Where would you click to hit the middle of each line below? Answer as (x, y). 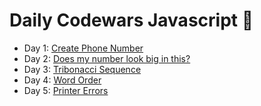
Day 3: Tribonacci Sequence (82, 69)
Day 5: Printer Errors (66, 90)
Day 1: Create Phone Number (83, 48)
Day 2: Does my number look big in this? (107, 58)
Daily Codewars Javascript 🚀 (131, 20)
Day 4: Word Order (62, 80)
